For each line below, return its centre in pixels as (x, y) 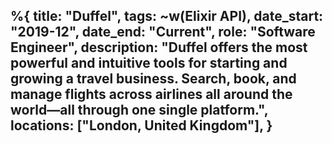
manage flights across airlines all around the (151, 94)
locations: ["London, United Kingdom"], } (141, 125)
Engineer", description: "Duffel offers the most (159, 47)
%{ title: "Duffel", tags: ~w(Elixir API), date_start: (167, 16)
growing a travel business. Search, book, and (153, 79)
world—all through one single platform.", (139, 110)
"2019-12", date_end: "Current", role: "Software (163, 32)
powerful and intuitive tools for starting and (149, 63)
